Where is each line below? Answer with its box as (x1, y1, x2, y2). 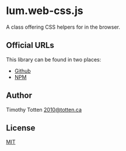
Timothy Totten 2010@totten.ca (6, 106, 82, 113)
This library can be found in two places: (6, 56, 101, 63)
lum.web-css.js (6, 4, 83, 18)
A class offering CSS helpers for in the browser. (6, 23, 121, 30)
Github (14, 67, 31, 74)
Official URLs (6, 40, 54, 50)
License (6, 123, 36, 133)
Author (6, 91, 32, 101)
